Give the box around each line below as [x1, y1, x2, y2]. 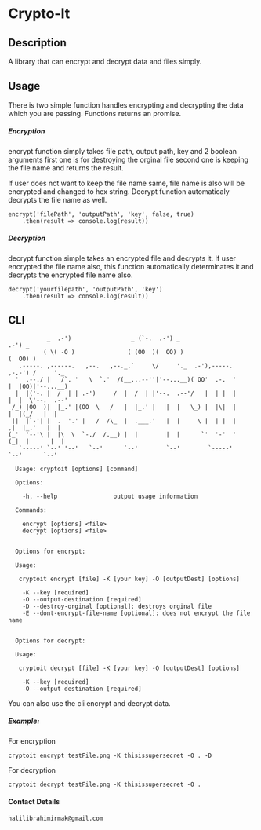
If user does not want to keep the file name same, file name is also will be [8, 178, 245, 188]
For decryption [8, 765, 56, 774]
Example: [8, 716, 40, 726]
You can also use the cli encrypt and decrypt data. [8, 698, 171, 708]
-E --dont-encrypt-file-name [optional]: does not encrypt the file [22, 609, 251, 617]
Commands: [15, 506, 47, 514]
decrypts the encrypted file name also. [8, 270, 133, 280]
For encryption [8, 736, 56, 746]
